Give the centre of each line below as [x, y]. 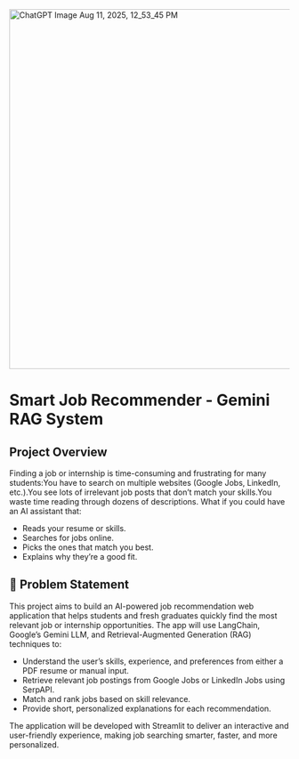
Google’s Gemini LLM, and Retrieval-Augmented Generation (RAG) [130, 634]
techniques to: [36, 643]
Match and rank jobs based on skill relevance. [106, 698]
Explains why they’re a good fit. [80, 557]
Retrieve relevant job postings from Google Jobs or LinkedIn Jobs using [154, 680]
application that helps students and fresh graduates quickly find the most [143, 615]
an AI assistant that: [45, 511]
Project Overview [58, 452]
